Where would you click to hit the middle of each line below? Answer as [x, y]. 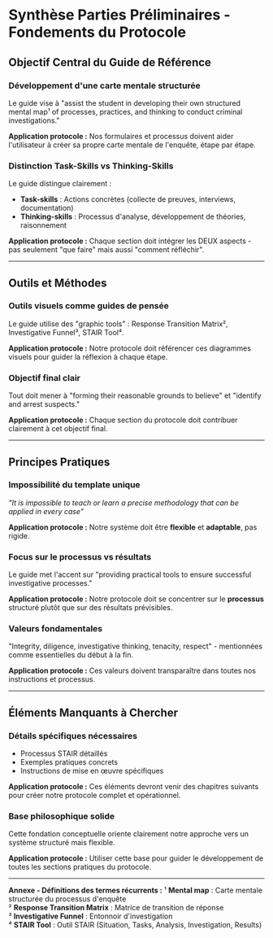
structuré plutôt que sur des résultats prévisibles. [91, 608]
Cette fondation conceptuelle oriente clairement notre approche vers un [129, 834]
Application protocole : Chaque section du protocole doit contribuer [123, 420]
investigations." [34, 120]
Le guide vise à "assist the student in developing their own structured [125, 103]
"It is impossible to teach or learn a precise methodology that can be [124, 503]
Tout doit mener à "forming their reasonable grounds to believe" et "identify [135, 395]
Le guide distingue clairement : [60, 184]
